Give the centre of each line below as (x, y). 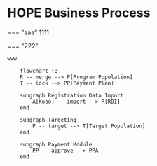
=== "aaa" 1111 (28, 32)
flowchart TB (39, 71)
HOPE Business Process (79, 13)
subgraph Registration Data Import (72, 95)
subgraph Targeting (48, 120)
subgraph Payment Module (56, 144)
